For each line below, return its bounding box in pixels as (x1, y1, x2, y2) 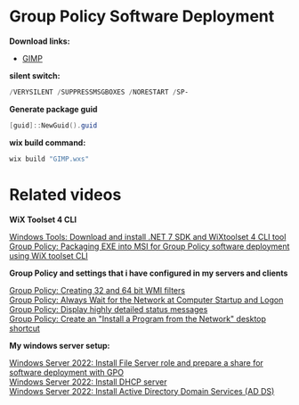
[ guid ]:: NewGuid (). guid (9, 120, 98, 130)
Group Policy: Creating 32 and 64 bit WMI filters (9, 285, 185, 295)
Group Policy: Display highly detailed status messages (9, 303, 208, 314)
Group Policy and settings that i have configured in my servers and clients (9, 268, 288, 278)
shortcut (9, 323, 40, 334)
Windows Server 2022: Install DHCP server (9, 376, 167, 387)
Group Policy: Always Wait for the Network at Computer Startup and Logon (9, 294, 284, 305)
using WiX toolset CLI (9, 250, 89, 260)
